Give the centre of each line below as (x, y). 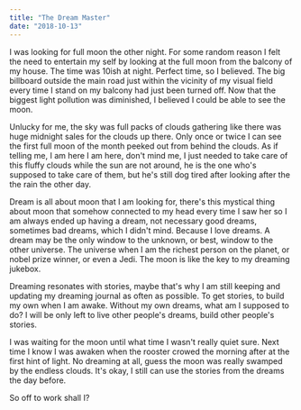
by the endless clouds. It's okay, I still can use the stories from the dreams (147, 370)
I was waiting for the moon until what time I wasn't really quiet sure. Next (144, 342)
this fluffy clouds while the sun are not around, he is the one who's (133, 165)
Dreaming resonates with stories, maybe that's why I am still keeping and (145, 286)
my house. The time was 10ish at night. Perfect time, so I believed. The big (147, 71)
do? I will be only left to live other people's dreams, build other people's (142, 314)
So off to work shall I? (50, 397)
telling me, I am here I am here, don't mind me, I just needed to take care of (149, 155)
